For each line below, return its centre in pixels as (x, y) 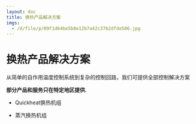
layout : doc (21, 12)
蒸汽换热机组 (31, 115)
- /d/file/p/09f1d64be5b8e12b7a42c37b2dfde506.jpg (76, 28)
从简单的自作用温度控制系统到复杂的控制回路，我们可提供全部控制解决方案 (98, 77)
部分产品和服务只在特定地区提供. (46, 90)
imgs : (13, 23)
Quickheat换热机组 (38, 103)
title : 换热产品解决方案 (34, 17)
